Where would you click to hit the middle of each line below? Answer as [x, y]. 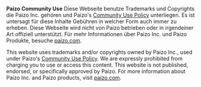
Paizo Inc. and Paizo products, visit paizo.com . [64, 78]
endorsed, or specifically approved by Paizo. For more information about [96, 71]
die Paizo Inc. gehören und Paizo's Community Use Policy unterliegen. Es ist [100, 15]
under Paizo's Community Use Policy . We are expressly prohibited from [94, 58]
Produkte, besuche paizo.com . [44, 40]
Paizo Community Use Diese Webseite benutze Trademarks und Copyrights [100, 9]
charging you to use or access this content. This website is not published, [97, 65]
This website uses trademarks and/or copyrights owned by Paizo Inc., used [100, 52]
